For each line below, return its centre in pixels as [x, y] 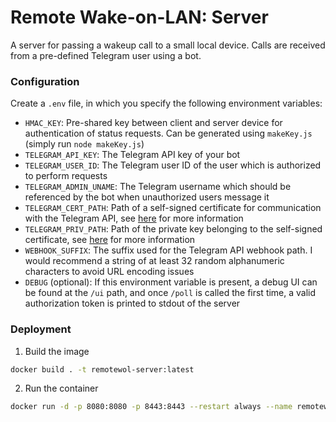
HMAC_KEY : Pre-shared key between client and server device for [153, 123]
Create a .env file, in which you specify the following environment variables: [166, 103]
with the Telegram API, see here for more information [134, 218]
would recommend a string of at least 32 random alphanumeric [154, 261]
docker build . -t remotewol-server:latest [102, 369]
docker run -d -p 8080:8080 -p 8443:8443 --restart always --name [151, 407]
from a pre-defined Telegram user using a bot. [106, 55]
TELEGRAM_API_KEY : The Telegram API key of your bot [132, 155]
